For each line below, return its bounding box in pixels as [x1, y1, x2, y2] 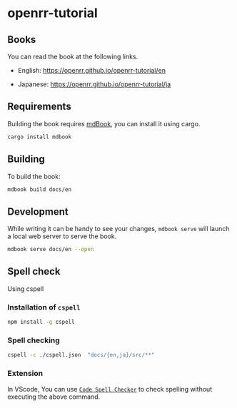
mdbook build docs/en [7, 185, 72, 193]
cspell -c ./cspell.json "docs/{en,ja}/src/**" [7, 352, 155, 359]
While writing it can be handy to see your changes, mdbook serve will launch [7, 225, 230, 233]
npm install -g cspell [7, 319, 75, 326]
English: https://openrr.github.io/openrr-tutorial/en [17, 66, 166, 74]
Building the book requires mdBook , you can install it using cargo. [7, 119, 201, 128]
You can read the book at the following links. [7, 52, 138, 61]
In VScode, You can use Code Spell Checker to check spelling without [7, 384, 213, 393]
